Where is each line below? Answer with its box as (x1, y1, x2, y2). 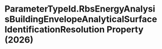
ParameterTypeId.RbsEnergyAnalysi (4, 3, 155, 15)
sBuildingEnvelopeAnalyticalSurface (4, 14, 158, 25)
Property (106, 24, 144, 35)
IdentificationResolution (4, 24, 105, 35)
